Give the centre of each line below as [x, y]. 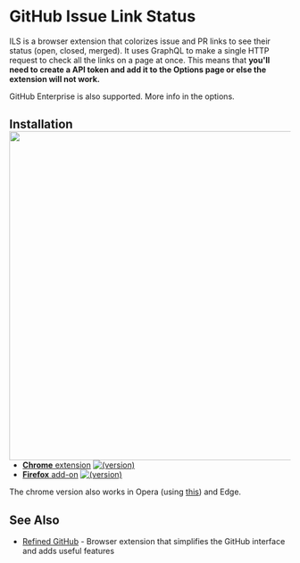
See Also [34, 520]
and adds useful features [68, 551]
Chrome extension [56, 465]
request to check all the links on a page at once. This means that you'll [140, 60]
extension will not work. [55, 79]
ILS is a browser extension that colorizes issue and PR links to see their [140, 41]
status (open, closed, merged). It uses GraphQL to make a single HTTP [139, 50]
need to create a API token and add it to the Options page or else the [138, 70]
